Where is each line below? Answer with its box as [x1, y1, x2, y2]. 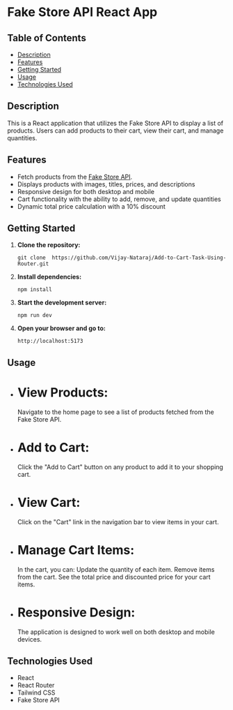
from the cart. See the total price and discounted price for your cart [17, 572, 211, 581]
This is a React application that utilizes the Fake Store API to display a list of [7, 119, 224, 127]
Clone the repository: [17, 241, 81, 249]
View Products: [17, 385, 109, 401]
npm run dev [17, 312, 52, 319]
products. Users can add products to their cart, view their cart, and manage [7, 126, 224, 135]
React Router [17, 681, 55, 690]
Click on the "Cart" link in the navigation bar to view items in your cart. [17, 517, 219, 526]
